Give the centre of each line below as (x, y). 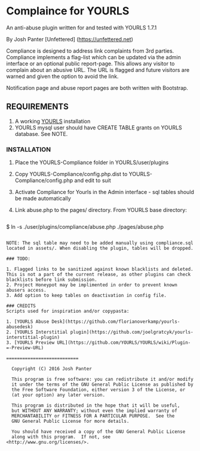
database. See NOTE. (41, 134)
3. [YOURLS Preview (30, 343)
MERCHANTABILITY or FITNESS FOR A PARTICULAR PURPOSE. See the (93, 416)
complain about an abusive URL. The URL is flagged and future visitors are (98, 69)
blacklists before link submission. (52, 280)
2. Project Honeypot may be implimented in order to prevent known (92, 285)
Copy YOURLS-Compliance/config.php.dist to (71, 174)
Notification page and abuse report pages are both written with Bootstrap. (97, 87)
